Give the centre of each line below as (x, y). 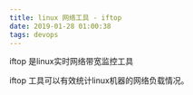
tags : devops (34, 34)
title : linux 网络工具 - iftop (66, 18)
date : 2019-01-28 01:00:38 (60, 26)
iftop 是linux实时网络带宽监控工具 (72, 62)
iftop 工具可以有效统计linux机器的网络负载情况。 (99, 81)
